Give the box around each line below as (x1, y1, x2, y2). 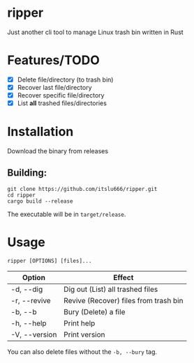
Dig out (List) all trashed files (64, 284, 158, 294)
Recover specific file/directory (17, 91, 105, 99)
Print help (64, 318, 96, 328)
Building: (7, 167, 47, 179)
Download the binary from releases (7, 147, 109, 155)
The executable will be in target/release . (7, 210, 126, 218)
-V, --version (10, 330, 57, 339)
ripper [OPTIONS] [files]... (7, 257, 92, 264)
